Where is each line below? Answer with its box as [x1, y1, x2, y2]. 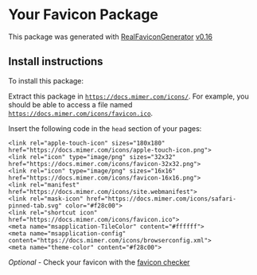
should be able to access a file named [8, 99, 133, 109]
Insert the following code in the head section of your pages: [8, 123, 202, 133]
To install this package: [8, 76, 84, 85]
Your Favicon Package [8, 6, 159, 24]
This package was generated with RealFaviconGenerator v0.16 [8, 32, 213, 41]
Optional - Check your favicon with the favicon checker [8, 257, 190, 267]
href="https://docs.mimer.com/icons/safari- [86, 195, 237, 203]
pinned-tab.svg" [8, 201, 62, 210]
